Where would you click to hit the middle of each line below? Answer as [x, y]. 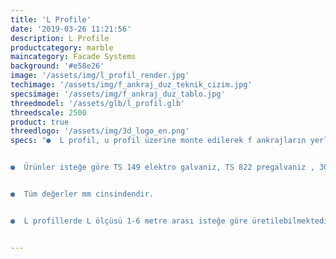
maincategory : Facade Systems [73, 57]
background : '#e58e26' [57, 66]
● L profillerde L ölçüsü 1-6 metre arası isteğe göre [129, 221]
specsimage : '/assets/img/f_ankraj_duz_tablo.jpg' [118, 94]
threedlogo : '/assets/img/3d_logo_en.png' [100, 131]
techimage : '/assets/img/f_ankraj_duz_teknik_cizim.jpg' [131, 85]
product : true [40, 122]
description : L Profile [60, 38]
